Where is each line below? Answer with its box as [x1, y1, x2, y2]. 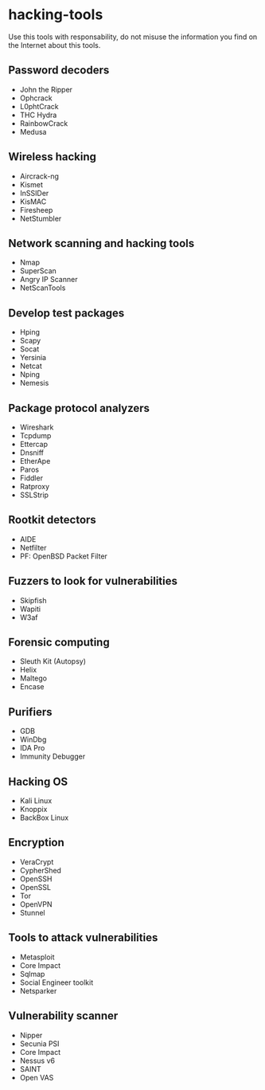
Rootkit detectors [8, 513, 97, 527]
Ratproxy [19, 482, 50, 491]
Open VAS [19, 1072, 54, 1082]
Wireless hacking [8, 150, 97, 164]
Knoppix [19, 805, 48, 814]
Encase [19, 682, 45, 692]
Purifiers [8, 705, 53, 719]
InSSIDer [19, 188, 49, 198]
